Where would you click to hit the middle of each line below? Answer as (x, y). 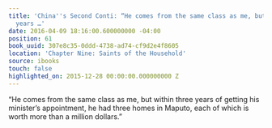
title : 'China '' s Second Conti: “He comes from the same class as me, (130, 16)
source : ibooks (34, 62)
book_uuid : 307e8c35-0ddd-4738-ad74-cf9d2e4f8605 (94, 46)
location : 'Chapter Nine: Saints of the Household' (97, 53)
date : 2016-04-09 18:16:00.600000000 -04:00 (85, 31)
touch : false (30, 69)
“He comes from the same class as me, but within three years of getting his (134, 99)
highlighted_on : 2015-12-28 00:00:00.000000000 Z (94, 76)
